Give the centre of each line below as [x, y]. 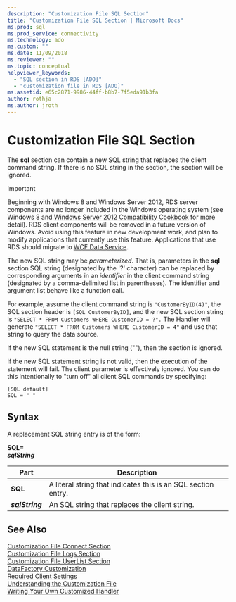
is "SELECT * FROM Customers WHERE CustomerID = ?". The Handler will [109, 319]
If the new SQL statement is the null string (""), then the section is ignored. [115, 347]
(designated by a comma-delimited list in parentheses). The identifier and [113, 283]
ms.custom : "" [28, 46]
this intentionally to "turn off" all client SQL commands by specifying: [107, 376]
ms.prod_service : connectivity [53, 33]
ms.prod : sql [26, 27]
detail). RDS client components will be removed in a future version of [106, 224]
